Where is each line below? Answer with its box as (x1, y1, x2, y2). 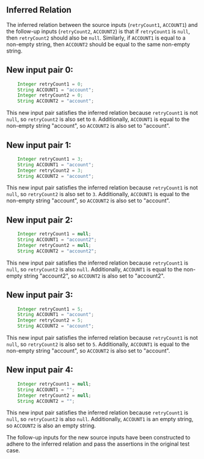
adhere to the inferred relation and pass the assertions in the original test (6, 440, 190, 448)
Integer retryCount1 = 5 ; (17, 306, 84, 312)
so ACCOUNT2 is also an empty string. (6, 422, 97, 430)
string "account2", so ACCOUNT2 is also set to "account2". (23, 272, 165, 279)
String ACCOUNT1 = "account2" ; (17, 237, 97, 243)
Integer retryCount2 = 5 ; (17, 317, 84, 323)
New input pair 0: (6, 65, 73, 75)
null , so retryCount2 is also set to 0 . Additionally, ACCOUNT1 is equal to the (6, 116, 190, 123)
